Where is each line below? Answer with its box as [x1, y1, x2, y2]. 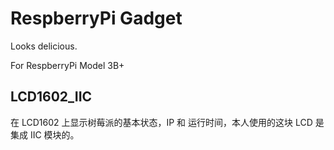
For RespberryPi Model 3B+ [10, 59, 125, 71]
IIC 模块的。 [29, 128, 80, 141]
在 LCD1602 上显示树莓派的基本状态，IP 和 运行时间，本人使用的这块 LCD [10, 116, 313, 128]
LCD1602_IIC [10, 88, 93, 106]
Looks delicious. [10, 40, 78, 52]
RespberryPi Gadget [10, 7, 183, 30]
